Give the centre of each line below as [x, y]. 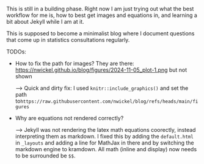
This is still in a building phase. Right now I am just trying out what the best [100, 9]
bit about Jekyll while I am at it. [45, 22]
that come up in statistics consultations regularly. [68, 40]
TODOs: [16, 52]
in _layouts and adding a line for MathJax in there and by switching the [104, 143]
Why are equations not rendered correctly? [69, 118]
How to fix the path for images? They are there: [75, 63]
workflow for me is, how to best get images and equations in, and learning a [102, 15]
